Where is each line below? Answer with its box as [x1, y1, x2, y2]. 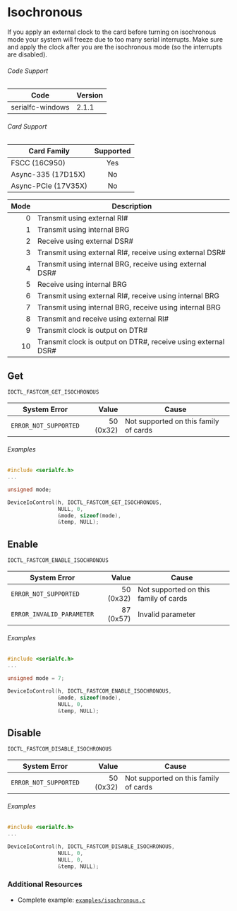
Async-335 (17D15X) [11, 170, 86, 180]
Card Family [28, 146, 71, 156]
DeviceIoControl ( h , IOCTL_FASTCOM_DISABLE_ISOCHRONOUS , [7, 843, 175, 850]
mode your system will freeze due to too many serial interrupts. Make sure [7, 35, 224, 43]
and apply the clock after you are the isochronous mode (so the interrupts [7, 42, 222, 51]
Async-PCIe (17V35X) [11, 181, 88, 191]
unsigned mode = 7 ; [7, 675, 65, 682]
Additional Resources [7, 879, 83, 889]
